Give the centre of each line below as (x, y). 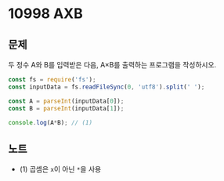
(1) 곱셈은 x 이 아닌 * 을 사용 (60, 169)
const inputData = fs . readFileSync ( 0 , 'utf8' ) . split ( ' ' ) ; (107, 87)
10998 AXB (46, 14)
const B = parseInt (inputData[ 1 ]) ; (66, 108)
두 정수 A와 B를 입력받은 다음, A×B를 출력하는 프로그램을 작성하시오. (112, 65)
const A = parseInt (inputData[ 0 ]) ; (66, 101)
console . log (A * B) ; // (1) (50, 122)
